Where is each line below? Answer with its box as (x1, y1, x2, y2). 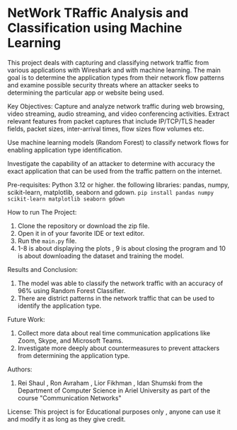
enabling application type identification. (7, 145, 122, 154)
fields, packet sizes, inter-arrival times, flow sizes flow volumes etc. (7, 124, 204, 133)
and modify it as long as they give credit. (7, 414, 126, 423)
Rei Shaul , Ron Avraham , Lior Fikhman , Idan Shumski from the (17, 378, 203, 387)
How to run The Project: (7, 208, 77, 216)
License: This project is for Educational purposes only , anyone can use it (7, 407, 221, 416)
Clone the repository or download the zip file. (17, 221, 150, 230)
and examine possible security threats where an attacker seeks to (7, 80, 200, 89)
